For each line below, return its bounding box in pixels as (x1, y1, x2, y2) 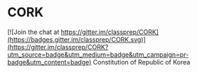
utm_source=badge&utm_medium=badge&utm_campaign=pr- (7, 50, 189, 59)
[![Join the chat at (7, 28, 60, 36)
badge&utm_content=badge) (7, 57, 92, 66)
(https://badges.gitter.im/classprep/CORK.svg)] (7, 35, 146, 43)
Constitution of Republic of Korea (92, 57, 191, 66)
